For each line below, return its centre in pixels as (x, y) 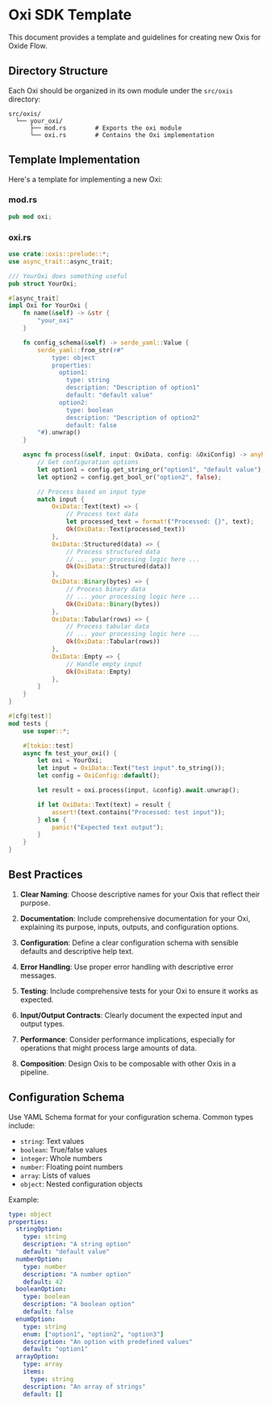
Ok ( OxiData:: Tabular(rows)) (113, 642)
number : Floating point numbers (71, 1167)
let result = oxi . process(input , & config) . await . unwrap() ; (139, 790)
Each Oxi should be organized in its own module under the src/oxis (121, 90)
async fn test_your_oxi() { (70, 753)
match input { (61, 499)
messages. (38, 975)
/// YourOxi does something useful (68, 276)
